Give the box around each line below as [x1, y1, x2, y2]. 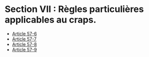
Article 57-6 [12, 30, 37, 36]
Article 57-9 [12, 46, 37, 52]
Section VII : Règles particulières [5, 3, 144, 15]
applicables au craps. [5, 14, 97, 25]
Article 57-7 [12, 36, 37, 42]
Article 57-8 [12, 41, 37, 47]
